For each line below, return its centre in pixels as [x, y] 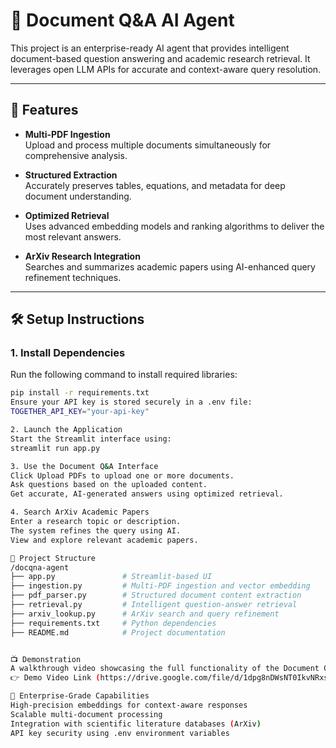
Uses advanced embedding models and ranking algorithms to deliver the [174, 226]
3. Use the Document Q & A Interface [84, 466]
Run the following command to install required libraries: [124, 375]
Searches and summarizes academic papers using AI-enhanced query [170, 266]
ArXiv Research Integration [82, 256]
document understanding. [78, 196]
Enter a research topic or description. [96, 522]
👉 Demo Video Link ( [55, 678]
